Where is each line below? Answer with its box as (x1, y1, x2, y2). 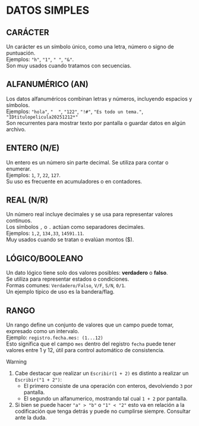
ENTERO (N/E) (6, 143, 60, 153)
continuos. (6, 217, 33, 224)
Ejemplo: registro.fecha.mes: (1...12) (6, 334, 104, 341)
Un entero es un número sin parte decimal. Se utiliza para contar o (6, 158, 169, 166)
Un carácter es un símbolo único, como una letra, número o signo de (6, 43, 174, 50)
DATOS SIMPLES (6, 4, 90, 17)
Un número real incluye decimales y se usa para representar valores (6, 211, 173, 218)
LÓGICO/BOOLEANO (6, 253, 83, 263)
